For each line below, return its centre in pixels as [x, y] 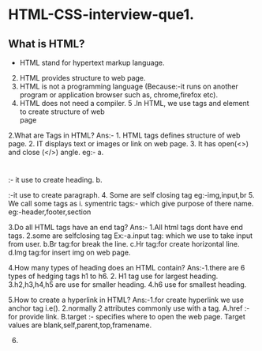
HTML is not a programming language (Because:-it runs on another [129, 86]
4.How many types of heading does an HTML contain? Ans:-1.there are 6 [127, 268]
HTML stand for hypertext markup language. [92, 62]
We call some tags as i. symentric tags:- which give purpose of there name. [131, 204]
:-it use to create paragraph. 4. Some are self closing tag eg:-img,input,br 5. [131, 195]
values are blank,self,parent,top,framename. [80, 325]
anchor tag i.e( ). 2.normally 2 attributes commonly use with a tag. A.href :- [129, 308]
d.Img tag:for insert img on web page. [69, 253]
